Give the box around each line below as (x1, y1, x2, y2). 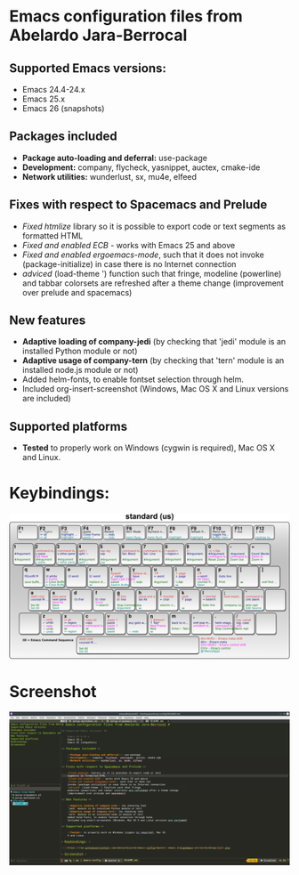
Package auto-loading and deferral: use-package (21, 152, 207, 163)
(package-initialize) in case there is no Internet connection (21, 258, 237, 269)
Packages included (9, 129, 117, 144)
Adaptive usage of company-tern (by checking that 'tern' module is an (21, 355, 285, 366)
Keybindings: (9, 483, 110, 504)
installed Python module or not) (21, 345, 138, 357)
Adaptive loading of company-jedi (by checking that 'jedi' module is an (21, 336, 287, 347)
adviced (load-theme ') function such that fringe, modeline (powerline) (21, 268, 282, 279)
